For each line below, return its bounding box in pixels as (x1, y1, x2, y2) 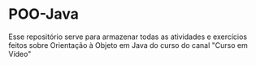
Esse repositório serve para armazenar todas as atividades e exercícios (8, 32, 248, 41)
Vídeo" (8, 49, 32, 58)
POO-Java (8, 5, 80, 24)
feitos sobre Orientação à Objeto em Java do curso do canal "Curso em (8, 40, 248, 50)
